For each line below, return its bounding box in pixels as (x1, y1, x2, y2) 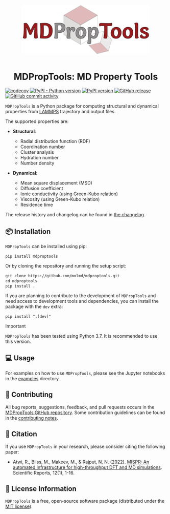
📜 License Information (5, 484, 77, 493)
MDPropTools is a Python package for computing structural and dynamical (5, 103, 159, 109)
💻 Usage (5, 354, 35, 363)
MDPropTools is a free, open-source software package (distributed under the (5, 498, 165, 504)
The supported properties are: (5, 118, 69, 125)
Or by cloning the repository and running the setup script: (5, 263, 127, 269)
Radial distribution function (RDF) (20, 138, 90, 145)
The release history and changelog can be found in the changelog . (5, 212, 145, 218)
